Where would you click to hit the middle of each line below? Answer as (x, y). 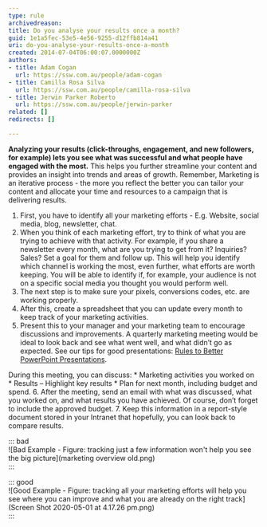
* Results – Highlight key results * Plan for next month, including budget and (133, 383)
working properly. (49, 300)
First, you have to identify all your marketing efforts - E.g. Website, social (139, 215)
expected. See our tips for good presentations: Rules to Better (122, 351)
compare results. (36, 425)
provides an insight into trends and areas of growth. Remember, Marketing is (134, 174)
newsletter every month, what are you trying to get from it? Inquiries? (133, 249)
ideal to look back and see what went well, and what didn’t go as (126, 342)
